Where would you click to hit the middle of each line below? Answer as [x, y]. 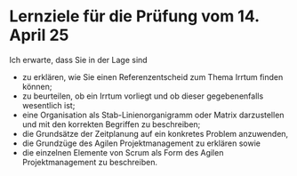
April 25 [39, 35]
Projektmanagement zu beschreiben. [90, 162]
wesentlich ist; [48, 105]
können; [37, 86]
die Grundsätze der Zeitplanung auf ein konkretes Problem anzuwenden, [155, 133]
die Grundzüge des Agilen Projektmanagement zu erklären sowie [141, 143]
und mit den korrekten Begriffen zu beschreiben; [111, 124]
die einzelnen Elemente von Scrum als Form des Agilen [123, 152]
